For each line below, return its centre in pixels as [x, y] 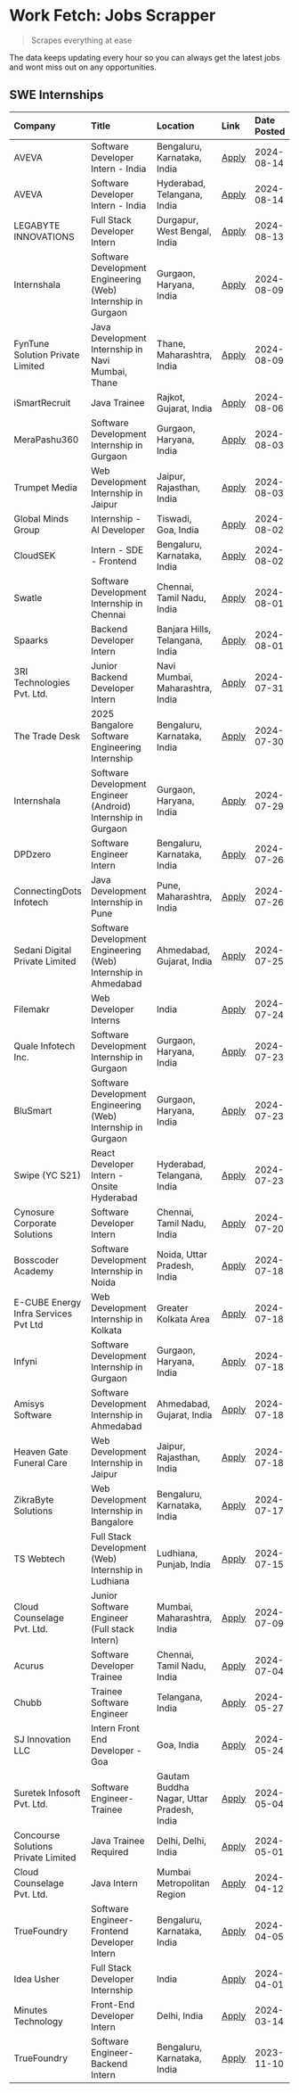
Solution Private [47, 355]
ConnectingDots [48, 891]
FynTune [32, 343]
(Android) [111, 806]
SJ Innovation [42, 1739]
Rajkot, [171, 397]
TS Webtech [39, 1559]
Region [172, 1894]
